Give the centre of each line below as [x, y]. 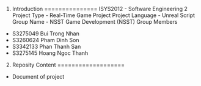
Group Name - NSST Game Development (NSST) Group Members [95, 22]
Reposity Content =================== [68, 65]
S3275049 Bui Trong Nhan [46, 34]
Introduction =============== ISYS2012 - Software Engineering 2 [100, 9]
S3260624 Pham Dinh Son [46, 40]
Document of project [38, 77]
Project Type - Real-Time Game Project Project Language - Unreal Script [104, 15]
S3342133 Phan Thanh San [46, 46]
